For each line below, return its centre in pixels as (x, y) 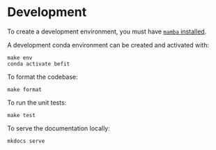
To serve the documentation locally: (59, 128)
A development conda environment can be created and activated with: (108, 45)
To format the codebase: (43, 77)
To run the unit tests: (37, 103)
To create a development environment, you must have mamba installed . (107, 31)
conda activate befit (39, 63)
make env (20, 58)
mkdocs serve (26, 141)
